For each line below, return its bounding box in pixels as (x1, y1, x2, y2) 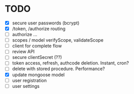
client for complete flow (12, 43, 62, 49)
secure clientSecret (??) (12, 54, 62, 60)
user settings (12, 83, 40, 89)
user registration (12, 77, 47, 83)
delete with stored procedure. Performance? (12, 66, 105, 72)
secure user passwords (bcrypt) (12, 20, 80, 26)
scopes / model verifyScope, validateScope (12, 37, 104, 43)
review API (12, 49, 35, 55)
